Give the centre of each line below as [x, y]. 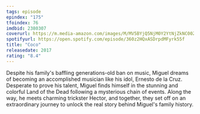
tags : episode [24, 12]
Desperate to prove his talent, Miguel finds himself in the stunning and [92, 85]
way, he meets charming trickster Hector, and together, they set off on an [96, 98]
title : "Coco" [24, 45]
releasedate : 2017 [29, 50]
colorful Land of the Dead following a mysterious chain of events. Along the [99, 91]
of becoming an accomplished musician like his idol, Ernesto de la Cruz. [94, 79]
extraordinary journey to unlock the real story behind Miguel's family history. [100, 104]
